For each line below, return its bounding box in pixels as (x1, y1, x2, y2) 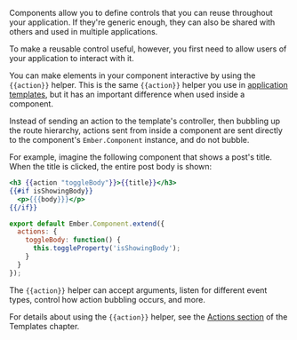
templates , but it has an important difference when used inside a (9, 89, 245, 99)
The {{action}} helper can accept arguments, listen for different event (9, 284, 268, 296)
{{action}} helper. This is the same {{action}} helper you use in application (9, 80, 289, 90)
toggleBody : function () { (25, 235, 122, 245)
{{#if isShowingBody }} (9, 186, 93, 195)
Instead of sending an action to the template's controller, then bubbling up (9, 115, 281, 126)
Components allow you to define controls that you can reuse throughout (9, 8, 273, 18)
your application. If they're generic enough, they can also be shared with (9, 17, 276, 28)
